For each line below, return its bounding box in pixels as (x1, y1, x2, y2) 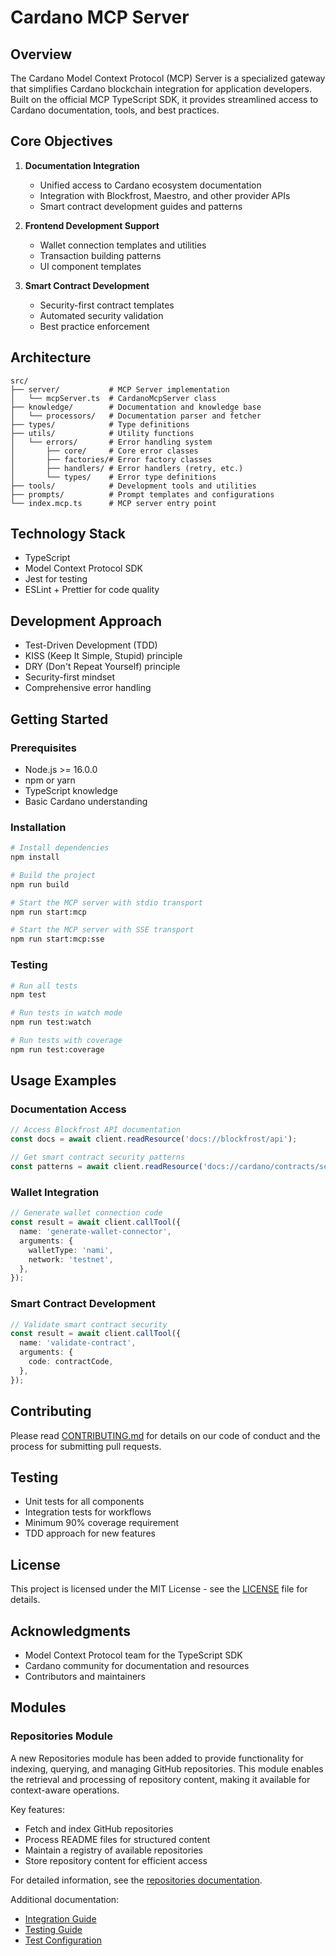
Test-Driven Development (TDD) (24, 639, 158, 651)
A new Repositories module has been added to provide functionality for (10, 1752, 304, 1764)
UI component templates (39, 260, 142, 272)
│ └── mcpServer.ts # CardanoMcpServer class (10, 393, 217, 403)
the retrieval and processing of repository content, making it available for (10, 1773, 311, 1785)
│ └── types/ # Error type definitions (10, 472, 217, 482)
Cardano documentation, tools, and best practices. (10, 104, 220, 116)
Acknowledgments (10, 1622, 132, 1640)
